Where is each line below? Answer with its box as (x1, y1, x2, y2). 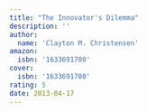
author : (9, 30, 39, 39)
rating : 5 (9, 80, 47, 89)
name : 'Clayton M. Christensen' (17, 38, 140, 48)
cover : (9, 64, 34, 73)
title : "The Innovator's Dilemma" (9, 13, 140, 23)
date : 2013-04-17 (9, 89, 75, 98)
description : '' (9, 22, 70, 31)
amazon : (9, 47, 39, 56)
